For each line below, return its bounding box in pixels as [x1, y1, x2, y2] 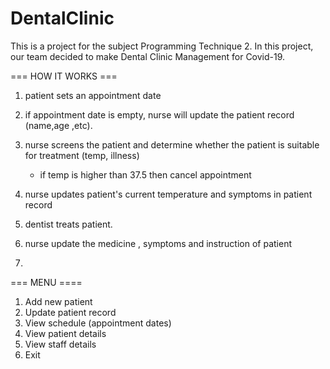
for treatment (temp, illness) [24, 149, 140, 161]
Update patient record [24, 306, 117, 318]
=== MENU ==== [10, 276, 83, 288]
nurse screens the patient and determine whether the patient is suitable [24, 138, 320, 151]
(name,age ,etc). [24, 119, 93, 131]
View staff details [24, 338, 97, 350]
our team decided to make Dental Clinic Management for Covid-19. [10, 50, 286, 62]
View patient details [24, 327, 107, 339]
